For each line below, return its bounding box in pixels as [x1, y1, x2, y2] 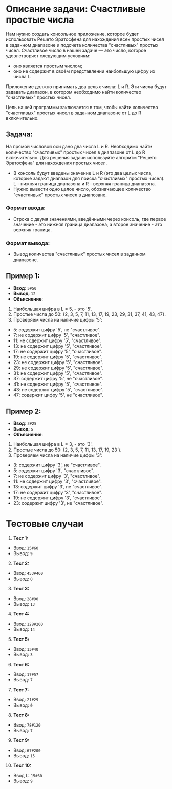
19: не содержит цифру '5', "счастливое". [13, 354, 103, 360]
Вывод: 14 [13, 626, 35, 632]
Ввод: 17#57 [13, 671, 39, 677]
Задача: [6, 130, 33, 139]
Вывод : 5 [13, 425, 34, 432]
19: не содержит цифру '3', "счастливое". [13, 495, 103, 501]
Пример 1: [6, 271, 40, 280]
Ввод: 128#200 [13, 621, 43, 627]
